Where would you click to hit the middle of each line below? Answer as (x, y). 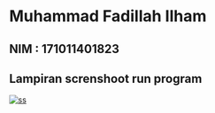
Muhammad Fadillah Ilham (108, 16)
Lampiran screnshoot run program (106, 78)
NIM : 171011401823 (64, 49)
